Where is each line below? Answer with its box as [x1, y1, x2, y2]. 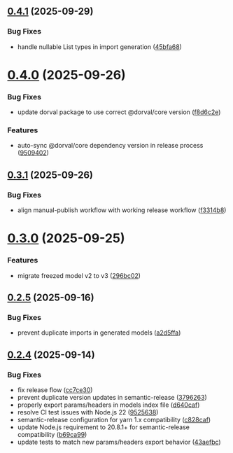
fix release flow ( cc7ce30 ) [17, 386, 93, 394]
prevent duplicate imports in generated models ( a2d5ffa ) [17, 328, 181, 337]
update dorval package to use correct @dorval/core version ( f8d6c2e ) [17, 108, 221, 116]
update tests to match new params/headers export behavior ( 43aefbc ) [17, 438, 222, 447]
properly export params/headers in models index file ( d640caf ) [17, 400, 200, 409]
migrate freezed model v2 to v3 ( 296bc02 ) [17, 271, 141, 279]
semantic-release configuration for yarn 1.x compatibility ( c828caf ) [17, 416, 211, 424]
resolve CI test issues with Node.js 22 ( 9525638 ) [17, 408, 159, 417]
